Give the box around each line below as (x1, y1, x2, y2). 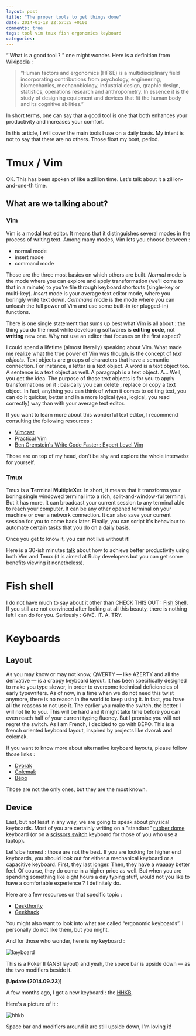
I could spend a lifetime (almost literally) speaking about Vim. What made (6, 343, 183, 350)
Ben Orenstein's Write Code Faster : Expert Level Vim (14, 441, 143, 448)
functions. (6, 308, 30, 315)
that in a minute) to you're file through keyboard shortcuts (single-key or (6, 284, 180, 291)
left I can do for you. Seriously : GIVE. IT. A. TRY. (6, 611, 123, 618)
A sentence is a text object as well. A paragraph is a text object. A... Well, (6, 369, 182, 376)
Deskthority (14, 902, 43, 909)
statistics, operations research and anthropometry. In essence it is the (20, 88, 189, 95)
